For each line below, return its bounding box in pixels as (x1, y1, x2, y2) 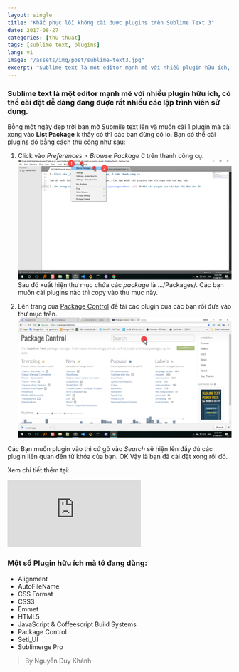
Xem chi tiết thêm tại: (7, 466, 70, 475)
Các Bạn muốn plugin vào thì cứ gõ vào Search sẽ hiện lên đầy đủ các (7, 445, 213, 453)
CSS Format (17, 589, 53, 598)
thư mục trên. (17, 309, 58, 318)
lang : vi (7, 49, 33, 56)
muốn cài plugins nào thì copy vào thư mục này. (17, 288, 159, 296)
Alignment (17, 574, 48, 583)
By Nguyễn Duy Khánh (24, 656, 92, 665)
